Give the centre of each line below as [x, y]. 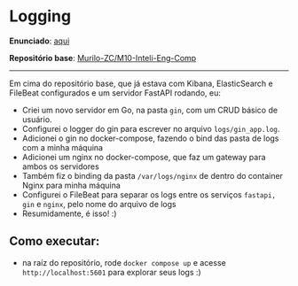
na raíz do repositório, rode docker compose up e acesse [124, 262]
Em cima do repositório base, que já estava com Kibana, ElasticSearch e [141, 83]
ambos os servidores [60, 166]
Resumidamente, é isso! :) [69, 213]
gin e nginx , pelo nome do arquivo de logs [99, 204]
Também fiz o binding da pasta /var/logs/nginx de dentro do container [153, 175]
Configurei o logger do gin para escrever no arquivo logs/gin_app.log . [151, 128]
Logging [40, 16]
